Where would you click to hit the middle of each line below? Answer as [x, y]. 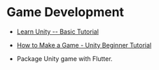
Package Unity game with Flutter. [64, 58]
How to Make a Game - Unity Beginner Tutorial [84, 45]
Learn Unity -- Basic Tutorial [58, 31]
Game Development [65, 12]
